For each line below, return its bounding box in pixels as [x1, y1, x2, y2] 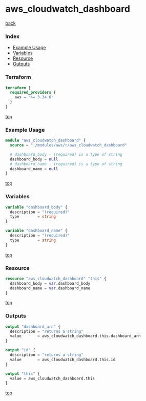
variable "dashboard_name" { [5, 228, 68, 234]
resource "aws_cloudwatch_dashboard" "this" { [5, 276, 107, 281]
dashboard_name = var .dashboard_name [10, 285, 91, 291]
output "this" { [5, 371, 40, 376]
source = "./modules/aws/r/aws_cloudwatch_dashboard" [10, 143, 127, 148]
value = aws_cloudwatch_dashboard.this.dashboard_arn [10, 333, 141, 339]
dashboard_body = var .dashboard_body [10, 281, 91, 286]
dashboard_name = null [10, 166, 58, 172]
